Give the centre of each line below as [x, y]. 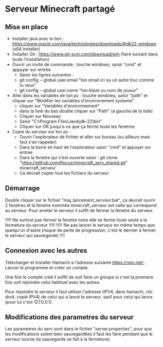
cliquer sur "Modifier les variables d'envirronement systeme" [73, 100]
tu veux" [28, 85]
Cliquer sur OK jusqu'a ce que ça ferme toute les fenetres [77, 127]
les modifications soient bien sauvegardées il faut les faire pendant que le [79, 334]
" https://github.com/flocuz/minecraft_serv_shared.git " [73, 163]
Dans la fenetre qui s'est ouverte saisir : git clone [68, 157]
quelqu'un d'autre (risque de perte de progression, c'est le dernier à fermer [81, 230]
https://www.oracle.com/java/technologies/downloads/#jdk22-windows [84, 44]
